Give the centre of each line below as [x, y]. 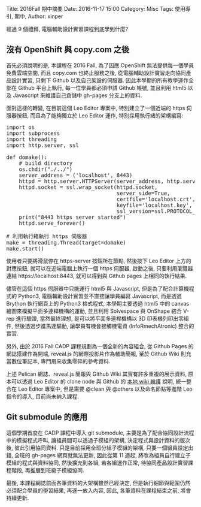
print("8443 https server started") [73, 217]
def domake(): [27, 157]
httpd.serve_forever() [52, 223]
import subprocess [33, 133]
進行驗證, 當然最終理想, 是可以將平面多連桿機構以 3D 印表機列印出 [97, 318]
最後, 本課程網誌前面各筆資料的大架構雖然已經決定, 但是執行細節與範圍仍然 [98, 483]
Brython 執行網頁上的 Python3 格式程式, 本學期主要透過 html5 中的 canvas [98, 303]
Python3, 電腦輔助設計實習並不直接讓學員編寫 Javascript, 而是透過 [100, 296]
